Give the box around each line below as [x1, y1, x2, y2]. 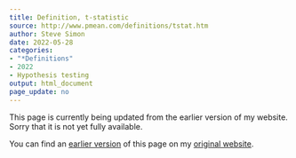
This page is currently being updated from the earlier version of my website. [9, 112, 289, 122]
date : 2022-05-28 [9, 37, 74, 47]
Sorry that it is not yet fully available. [9, 121, 143, 131]
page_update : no [9, 87, 69, 96]
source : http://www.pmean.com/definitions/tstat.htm [9, 21, 209, 30]
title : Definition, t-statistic [9, 12, 129, 22]
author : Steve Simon [9, 29, 86, 38]
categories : [9, 46, 53, 55]
